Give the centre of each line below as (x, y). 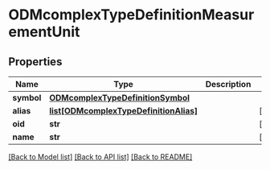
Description (228, 84)
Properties (35, 62)
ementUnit (44, 32)
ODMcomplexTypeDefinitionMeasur (131, 15)
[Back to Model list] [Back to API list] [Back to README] (100, 157)
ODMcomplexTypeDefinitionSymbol (120, 98)
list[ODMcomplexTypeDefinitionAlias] (124, 111)
